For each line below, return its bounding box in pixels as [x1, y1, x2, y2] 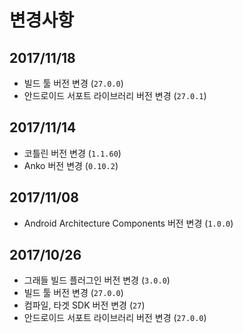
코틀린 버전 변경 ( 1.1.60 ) [23, 147, 122, 159]
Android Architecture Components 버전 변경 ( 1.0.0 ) [23, 217, 234, 229]
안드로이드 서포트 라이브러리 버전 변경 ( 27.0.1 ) [23, 90, 207, 101]
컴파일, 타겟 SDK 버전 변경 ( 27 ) [23, 299, 146, 311]
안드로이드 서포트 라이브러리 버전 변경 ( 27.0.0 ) [23, 312, 207, 324]
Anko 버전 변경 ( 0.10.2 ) [23, 159, 119, 171]
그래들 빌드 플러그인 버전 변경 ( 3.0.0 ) [23, 274, 171, 286]
